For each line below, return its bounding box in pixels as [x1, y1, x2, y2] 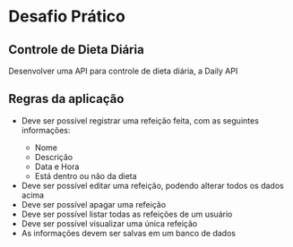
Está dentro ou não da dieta [34, 170, 137, 181]
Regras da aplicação [8, 91, 125, 106]
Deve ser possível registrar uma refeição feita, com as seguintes [21, 115, 259, 126]
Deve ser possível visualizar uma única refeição [21, 217, 198, 229]
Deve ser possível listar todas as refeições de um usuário [21, 209, 233, 219]
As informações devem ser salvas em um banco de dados [21, 227, 237, 238]
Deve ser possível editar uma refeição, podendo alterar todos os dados [21, 180, 284, 191]
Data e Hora [34, 161, 80, 172]
